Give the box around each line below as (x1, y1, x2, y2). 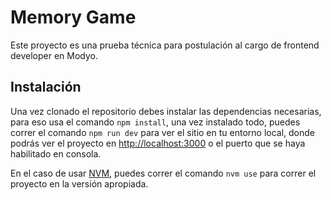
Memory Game (10, 6, 137, 29)
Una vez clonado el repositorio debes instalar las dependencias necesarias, (10, 105, 322, 117)
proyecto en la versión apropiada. (10, 177, 149, 190)
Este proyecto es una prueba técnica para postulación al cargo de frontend (10, 39, 320, 51)
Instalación (10, 79, 82, 96)
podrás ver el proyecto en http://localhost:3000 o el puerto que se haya (10, 137, 306, 149)
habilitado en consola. (10, 147, 102, 160)
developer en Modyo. (10, 49, 99, 61)
